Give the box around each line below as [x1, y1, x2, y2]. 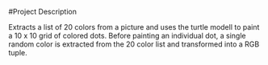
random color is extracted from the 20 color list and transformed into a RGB [8, 39, 260, 49]
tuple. [8, 48, 28, 57]
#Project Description [8, 7, 77, 16]
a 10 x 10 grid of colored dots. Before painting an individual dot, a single [8, 31, 246, 40]
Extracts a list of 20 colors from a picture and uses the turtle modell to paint [8, 22, 260, 31]
